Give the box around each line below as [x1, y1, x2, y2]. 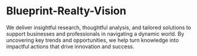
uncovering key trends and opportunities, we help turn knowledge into [6, 36, 179, 43]
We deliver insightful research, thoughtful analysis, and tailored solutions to [6, 24, 192, 31]
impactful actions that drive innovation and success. [6, 43, 134, 50]
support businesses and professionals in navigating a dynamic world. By [6, 30, 184, 37]
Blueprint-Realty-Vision [6, 4, 127, 18]
